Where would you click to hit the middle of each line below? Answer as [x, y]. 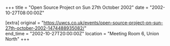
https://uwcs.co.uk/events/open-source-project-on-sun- [103, 23]
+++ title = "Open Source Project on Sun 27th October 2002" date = [77, 7]
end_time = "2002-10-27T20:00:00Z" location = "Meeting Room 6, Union [82, 33]
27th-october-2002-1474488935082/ [45, 28]
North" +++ [17, 39]
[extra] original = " [25, 23]
